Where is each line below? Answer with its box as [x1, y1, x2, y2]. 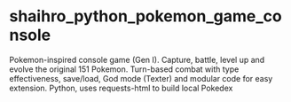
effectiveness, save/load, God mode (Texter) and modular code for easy [9, 73, 273, 83]
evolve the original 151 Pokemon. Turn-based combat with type [9, 64, 240, 75]
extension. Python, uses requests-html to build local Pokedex [9, 82, 233, 93]
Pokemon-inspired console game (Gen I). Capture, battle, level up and [9, 54, 265, 65]
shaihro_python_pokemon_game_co [9, 6, 282, 27]
